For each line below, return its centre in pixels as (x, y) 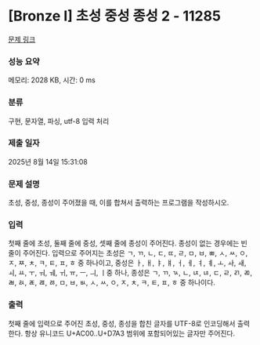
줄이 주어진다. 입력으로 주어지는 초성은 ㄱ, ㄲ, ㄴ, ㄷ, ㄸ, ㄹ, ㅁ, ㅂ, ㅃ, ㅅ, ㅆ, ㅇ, (128, 253)
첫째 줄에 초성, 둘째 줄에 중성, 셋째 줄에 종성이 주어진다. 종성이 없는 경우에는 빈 (128, 243)
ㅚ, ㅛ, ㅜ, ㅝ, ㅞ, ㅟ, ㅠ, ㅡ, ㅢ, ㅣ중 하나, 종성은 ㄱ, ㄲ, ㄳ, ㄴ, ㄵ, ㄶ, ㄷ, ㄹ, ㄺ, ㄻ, (130, 273)
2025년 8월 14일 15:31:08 (48, 162)
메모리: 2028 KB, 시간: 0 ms (52, 80)
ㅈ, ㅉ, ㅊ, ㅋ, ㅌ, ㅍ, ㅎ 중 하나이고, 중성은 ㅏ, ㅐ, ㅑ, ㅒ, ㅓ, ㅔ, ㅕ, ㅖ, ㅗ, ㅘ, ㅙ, (127, 263)
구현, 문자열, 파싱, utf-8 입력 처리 (59, 121)
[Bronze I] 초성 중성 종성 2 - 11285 (115, 16)
